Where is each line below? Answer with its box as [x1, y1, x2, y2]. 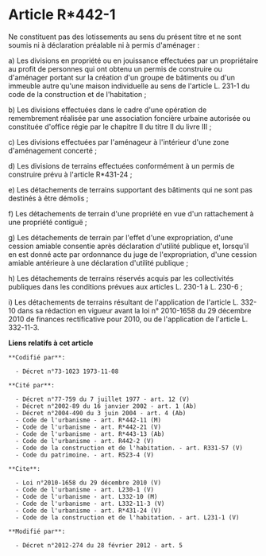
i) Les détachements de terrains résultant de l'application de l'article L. [8, 297, 240, 307]
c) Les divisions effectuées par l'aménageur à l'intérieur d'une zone [8, 137, 229, 146]
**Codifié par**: [8, 353, 66, 361]
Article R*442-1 [8, 6, 116, 24]
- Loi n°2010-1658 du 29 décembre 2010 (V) [15, 479, 161, 487]
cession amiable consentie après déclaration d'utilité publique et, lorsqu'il [8, 241, 249, 251]
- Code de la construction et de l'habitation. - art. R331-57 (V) [15, 444, 244, 452]
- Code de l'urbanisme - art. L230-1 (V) [15, 485, 155, 494]
